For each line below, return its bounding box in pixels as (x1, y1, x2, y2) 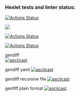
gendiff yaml (5, 67, 30, 73)
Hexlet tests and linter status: (5, 4, 76, 11)
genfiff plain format (5, 85, 43, 91)
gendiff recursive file (5, 76, 47, 82)
